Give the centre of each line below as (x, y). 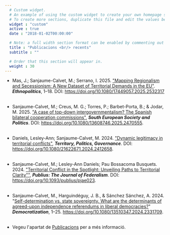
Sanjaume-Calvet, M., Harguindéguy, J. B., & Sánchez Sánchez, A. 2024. (88, 196)
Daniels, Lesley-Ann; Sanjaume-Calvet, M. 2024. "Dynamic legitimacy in (87, 138)
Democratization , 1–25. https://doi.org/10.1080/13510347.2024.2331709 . (88, 212)
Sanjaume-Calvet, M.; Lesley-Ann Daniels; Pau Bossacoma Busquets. (85, 164)
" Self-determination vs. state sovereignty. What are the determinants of (87, 201)
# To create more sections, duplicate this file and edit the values (84, 19)
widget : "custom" (29, 24)
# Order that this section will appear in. (56, 62)
